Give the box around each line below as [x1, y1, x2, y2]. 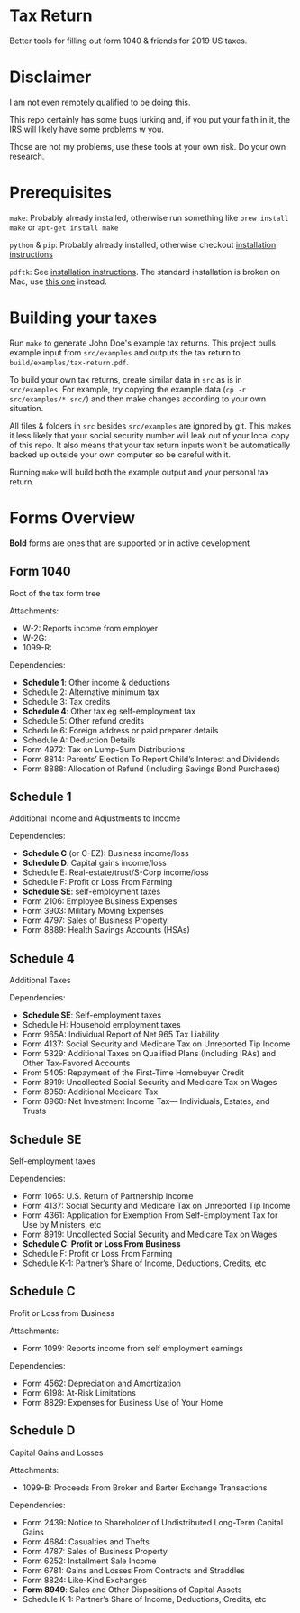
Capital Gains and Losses [9, 1447, 104, 1458]
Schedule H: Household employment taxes [22, 1019, 182, 1030]
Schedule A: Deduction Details [22, 734, 136, 745]
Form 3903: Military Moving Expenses [22, 906, 164, 917]
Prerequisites [9, 182, 113, 203]
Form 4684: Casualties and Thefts [22, 1535, 150, 1547]
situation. [9, 402, 44, 413]
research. [9, 151, 45, 161]
